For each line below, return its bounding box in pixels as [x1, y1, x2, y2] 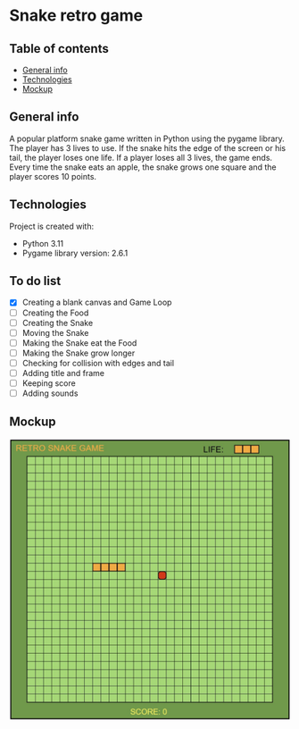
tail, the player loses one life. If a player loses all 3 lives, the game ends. [9, 152, 273, 163]
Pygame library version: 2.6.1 [21, 247, 129, 258]
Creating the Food [21, 307, 89, 318]
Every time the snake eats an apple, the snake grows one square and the [9, 162, 277, 172]
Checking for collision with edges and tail [21, 357, 175, 368]
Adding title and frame [21, 367, 105, 378]
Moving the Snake [21, 327, 89, 338]
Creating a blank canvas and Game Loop [21, 297, 172, 308]
